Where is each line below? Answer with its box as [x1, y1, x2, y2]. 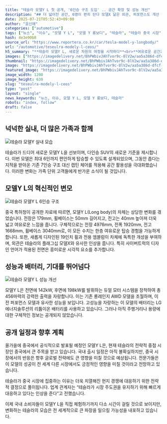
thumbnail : [5, 58, 28, 63]
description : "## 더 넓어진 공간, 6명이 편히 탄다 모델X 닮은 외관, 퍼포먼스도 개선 [5, 12, 160, 17]
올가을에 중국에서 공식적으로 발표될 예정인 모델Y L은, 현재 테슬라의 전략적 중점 [5, 343, 157, 349]
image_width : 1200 [5, 72, 43, 77]
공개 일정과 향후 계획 [5, 328, 64, 337]
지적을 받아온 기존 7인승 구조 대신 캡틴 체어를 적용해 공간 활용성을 [5, 162, 132, 168]
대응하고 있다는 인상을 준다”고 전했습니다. [5, 391, 85, 397]
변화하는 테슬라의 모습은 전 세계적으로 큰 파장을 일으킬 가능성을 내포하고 [5, 408, 145, 414]
